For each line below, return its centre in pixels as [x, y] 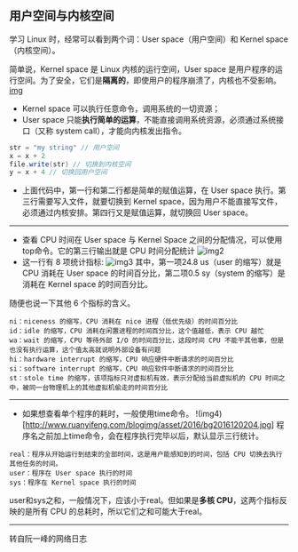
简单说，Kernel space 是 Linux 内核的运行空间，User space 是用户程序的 [142, 68]
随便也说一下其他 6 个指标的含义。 [72, 303]
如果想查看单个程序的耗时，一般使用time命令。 [108, 414]
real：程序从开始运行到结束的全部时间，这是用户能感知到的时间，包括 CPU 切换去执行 [146, 455]
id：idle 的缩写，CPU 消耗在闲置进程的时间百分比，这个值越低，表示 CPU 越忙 [137, 332]
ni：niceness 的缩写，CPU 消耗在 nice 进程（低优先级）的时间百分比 [123, 322]
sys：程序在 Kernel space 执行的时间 [73, 483]
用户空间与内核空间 [62, 16]
